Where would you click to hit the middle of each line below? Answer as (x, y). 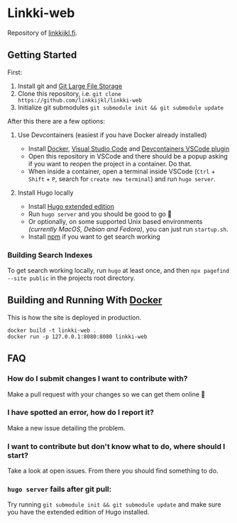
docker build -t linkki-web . (52, 330)
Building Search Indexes (50, 255)
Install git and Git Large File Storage (70, 86)
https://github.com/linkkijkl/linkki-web (79, 100)
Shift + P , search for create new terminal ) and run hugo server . (122, 178)
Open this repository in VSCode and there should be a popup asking (128, 156)
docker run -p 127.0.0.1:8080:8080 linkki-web (77, 336)
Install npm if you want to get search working (94, 237)
